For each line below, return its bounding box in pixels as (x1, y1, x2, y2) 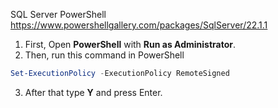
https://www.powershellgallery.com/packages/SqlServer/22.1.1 (10, 19, 268, 31)
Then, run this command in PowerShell (24, 49, 185, 61)
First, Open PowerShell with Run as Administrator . (24, 39, 237, 50)
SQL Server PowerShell (10, 9, 107, 20)
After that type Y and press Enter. (24, 86, 163, 98)
